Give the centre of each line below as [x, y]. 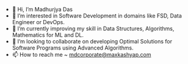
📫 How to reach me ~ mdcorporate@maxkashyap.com [81, 55]
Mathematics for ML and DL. [48, 35]
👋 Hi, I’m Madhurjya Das [42, 9]
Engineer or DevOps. [38, 22]
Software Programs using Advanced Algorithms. [73, 48]
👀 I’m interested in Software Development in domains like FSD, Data [97, 16]
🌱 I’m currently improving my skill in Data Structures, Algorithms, [93, 28]
